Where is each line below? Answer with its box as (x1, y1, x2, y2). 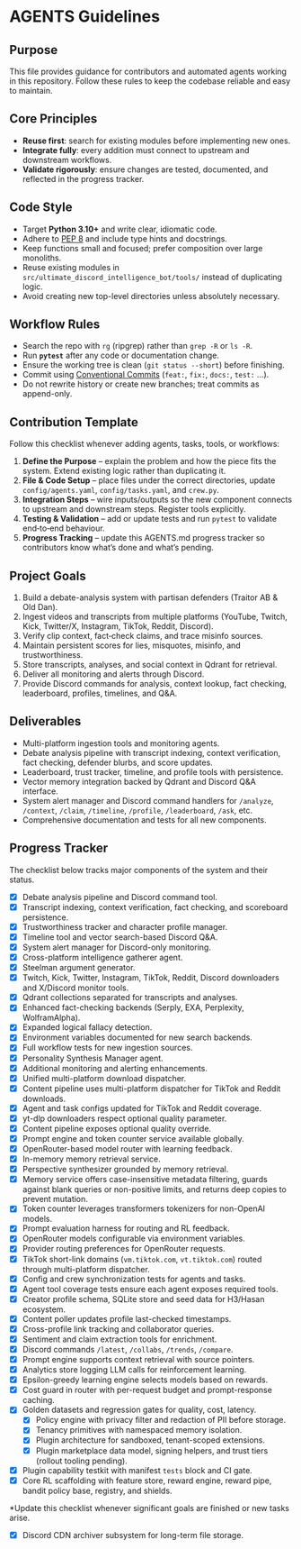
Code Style (9, 200, 73, 215)
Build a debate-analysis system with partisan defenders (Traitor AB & (22, 592, 279, 603)
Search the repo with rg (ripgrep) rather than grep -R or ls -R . (22, 341, 253, 351)
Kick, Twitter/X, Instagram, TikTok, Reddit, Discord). (22, 621, 214, 632)
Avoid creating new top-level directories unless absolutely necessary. (22, 290, 280, 301)
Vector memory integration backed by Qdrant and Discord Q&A (22, 776, 256, 787)
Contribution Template (9, 415, 139, 430)
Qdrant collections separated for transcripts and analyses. (22, 992, 238, 1003)
